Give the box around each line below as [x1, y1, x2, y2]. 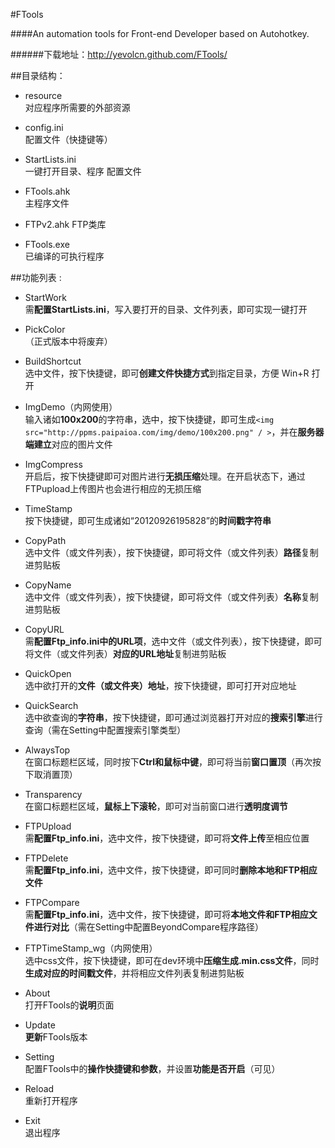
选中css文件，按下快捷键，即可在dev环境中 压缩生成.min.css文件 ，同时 [24, 955, 320, 966]
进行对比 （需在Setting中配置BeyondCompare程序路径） [33, 921, 264, 933]
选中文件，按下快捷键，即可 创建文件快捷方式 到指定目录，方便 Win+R [24, 367, 310, 379]
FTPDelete [24, 852, 69, 864]
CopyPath [24, 535, 67, 546]
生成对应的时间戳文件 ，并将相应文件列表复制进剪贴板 [24, 967, 245, 979]
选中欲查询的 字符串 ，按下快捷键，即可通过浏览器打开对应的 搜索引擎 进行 [24, 712, 323, 723]
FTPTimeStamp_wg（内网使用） [24, 942, 158, 954]
